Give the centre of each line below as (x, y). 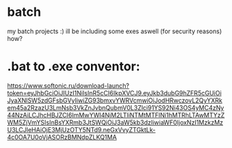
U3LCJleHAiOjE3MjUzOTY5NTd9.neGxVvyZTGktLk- (81, 129)
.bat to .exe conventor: (74, 67)
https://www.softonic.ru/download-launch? (68, 85)
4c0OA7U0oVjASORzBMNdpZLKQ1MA (62, 137)
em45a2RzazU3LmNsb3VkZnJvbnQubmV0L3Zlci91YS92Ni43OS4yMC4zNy (116, 107)
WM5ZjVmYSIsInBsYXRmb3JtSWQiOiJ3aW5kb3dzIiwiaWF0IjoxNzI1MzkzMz (115, 122)
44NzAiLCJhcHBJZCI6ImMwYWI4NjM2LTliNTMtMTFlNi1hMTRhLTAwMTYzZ (116, 115)
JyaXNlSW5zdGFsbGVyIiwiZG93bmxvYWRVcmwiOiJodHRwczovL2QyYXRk (115, 100)
